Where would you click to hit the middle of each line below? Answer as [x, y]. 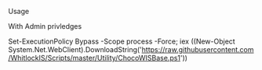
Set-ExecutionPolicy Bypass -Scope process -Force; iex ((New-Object [122, 41]
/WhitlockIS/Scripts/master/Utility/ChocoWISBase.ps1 [95, 58]
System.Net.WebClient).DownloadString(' [75, 49]
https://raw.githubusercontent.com [198, 49]
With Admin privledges [45, 26]
